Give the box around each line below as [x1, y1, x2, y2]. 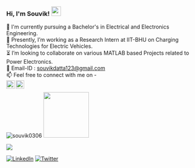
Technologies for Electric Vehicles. [6, 42, 93, 50]
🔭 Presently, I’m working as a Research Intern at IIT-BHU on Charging [6, 36, 179, 44]
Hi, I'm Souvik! [6, 9, 50, 18]
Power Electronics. [6, 58, 53, 66]
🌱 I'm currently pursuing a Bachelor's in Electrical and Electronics [6, 23, 170, 30]
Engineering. [6, 30, 38, 37]
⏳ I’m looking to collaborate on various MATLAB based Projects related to [6, 49, 190, 57]
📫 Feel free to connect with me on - [6, 72, 97, 79]
